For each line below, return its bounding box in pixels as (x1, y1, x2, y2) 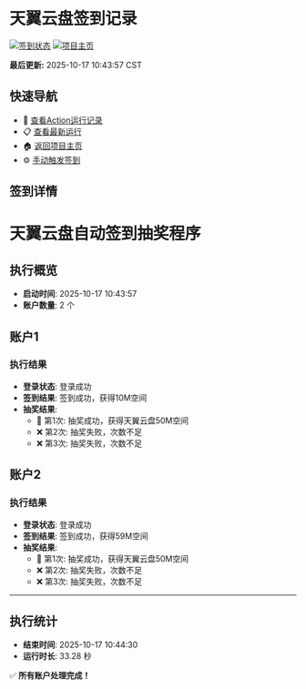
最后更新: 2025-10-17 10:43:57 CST (9, 59, 143, 70)
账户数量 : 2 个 (22, 299, 76, 310)
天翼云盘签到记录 (9, 8, 138, 29)
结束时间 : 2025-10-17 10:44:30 (22, 639, 138, 651)
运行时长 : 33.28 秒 (22, 651, 92, 662)
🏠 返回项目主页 (22, 140, 83, 151)
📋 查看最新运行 (22, 126, 82, 137)
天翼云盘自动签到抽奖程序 (9, 224, 202, 244)
